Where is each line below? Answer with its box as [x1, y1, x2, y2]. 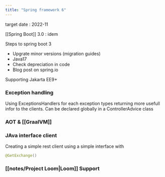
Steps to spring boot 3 [5, 41, 52, 47]
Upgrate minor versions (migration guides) [12, 50, 101, 56]
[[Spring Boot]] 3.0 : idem [5, 31, 58, 37]
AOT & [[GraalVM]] [5, 118, 52, 125]
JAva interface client [5, 132, 57, 139]
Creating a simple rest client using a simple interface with [5, 143, 124, 149]
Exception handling [5, 89, 54, 96]
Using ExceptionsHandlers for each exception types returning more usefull [5, 100, 160, 106]
